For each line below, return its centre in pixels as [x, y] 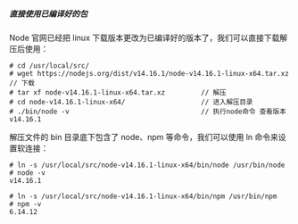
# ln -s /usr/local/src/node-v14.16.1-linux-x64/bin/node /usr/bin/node [147, 165]
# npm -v [25, 204]
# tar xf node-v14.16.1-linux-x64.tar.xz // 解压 [118, 92]
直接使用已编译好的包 [48, 13]
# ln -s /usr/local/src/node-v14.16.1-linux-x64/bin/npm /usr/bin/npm [143, 196]
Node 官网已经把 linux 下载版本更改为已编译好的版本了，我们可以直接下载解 [149, 37]
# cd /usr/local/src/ [50, 66]
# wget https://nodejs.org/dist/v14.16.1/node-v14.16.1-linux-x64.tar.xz [149, 73]
